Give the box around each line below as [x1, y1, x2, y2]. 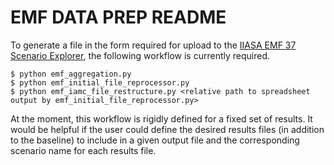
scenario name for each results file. [10, 144, 157, 156]
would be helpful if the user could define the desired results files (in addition [10, 123, 325, 135]
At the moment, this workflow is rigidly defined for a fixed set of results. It [10, 112, 313, 125]
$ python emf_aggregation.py [10, 69, 132, 79]
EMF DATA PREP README [10, 6, 227, 29]
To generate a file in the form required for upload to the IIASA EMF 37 [10, 39, 297, 51]
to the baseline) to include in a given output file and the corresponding [10, 134, 300, 146]
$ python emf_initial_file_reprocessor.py [10, 77, 190, 88]
